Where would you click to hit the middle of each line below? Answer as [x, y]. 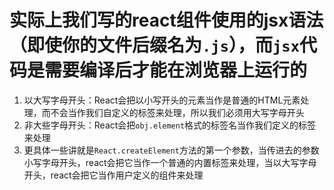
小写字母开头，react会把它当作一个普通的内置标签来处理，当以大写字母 [170, 162]
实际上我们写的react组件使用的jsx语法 [166, 20]
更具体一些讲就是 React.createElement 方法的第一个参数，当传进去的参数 [171, 150]
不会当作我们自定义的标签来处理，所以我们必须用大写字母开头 [177, 112]
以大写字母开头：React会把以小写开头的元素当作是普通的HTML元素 [162, 100]
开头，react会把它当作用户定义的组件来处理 [113, 175]
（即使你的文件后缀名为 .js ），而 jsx [154, 45]
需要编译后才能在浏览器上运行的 [176, 70]
